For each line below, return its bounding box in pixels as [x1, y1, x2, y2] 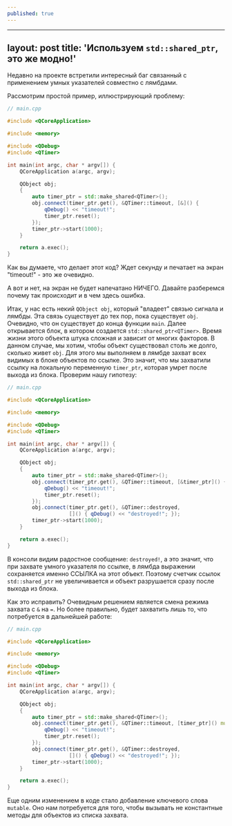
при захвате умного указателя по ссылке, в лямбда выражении [7, 562, 195, 570]
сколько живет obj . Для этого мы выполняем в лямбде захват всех [7, 349, 206, 357]
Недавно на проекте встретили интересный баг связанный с [7, 71, 187, 79]
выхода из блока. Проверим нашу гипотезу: [7, 371, 137, 379]
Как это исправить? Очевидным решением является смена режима [7, 597, 209, 606]
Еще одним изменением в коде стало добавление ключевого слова [7, 796, 209, 805]
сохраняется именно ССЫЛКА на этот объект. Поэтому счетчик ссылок [7, 569, 221, 577]
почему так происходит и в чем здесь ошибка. [7, 291, 146, 300]
